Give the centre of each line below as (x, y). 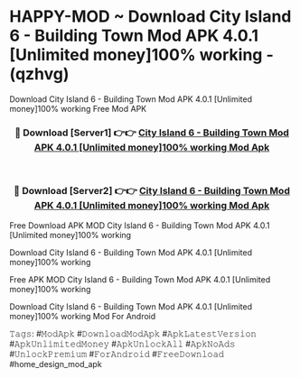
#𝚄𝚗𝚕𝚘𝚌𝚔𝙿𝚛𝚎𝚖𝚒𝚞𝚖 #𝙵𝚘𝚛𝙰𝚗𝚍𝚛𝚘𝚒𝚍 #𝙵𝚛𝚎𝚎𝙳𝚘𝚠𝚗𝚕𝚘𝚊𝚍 (117, 354)
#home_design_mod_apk (56, 364)
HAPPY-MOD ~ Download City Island (150, 17)
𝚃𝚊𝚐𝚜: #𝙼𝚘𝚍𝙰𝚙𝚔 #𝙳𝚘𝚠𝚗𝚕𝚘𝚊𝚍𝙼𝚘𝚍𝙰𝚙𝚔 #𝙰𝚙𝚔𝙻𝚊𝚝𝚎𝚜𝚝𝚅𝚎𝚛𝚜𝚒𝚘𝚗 (133, 333)
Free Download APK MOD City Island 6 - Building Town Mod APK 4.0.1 (140, 225)
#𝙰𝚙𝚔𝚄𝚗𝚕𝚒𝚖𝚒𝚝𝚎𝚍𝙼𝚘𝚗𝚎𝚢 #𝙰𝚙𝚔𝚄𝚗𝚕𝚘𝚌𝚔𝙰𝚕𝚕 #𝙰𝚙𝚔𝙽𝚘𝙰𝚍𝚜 (122, 344)
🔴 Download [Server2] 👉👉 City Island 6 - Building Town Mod (152, 191)
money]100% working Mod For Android (83, 316)
